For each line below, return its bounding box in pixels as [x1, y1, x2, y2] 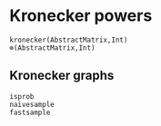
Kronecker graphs [9, 68, 115, 83]
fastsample [9, 108, 51, 117]
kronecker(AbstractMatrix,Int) [9, 35, 128, 44]
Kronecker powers [9, 5, 153, 26]
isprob [9, 92, 35, 101]
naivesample [9, 100, 55, 109]
